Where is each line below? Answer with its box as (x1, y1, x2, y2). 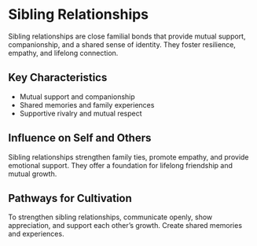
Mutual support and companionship (19, 92, 135, 101)
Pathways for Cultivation (8, 191, 132, 205)
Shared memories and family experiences (19, 100, 155, 109)
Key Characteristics (8, 71, 108, 84)
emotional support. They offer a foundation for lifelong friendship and (8, 160, 233, 170)
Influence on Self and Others (8, 131, 152, 145)
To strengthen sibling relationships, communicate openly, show (8, 212, 213, 222)
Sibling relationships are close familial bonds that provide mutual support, (8, 31, 246, 41)
